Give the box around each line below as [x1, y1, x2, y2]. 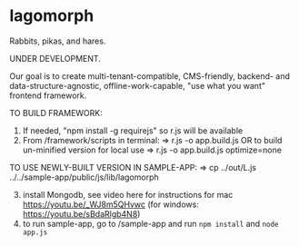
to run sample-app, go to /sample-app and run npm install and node [22, 218, 279, 229]
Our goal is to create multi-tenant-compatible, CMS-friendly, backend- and [9, 70, 291, 82]
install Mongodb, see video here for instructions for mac [22, 189, 234, 200]
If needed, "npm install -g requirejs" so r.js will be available [22, 124, 244, 136]
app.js [22, 228, 48, 237]
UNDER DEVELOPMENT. [9, 53, 102, 64]
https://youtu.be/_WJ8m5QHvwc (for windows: [22, 199, 200, 210]
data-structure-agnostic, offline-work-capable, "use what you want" [9, 80, 266, 91]
